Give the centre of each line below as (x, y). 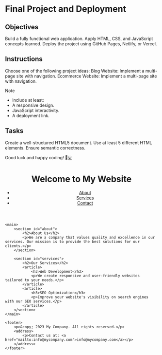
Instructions (24, 59)
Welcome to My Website (81, 179)
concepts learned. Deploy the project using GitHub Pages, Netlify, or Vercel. (81, 44)
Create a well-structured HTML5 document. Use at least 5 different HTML (79, 143)
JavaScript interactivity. (36, 110)
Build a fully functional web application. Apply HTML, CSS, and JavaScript (79, 38)
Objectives (22, 27)
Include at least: (28, 100)
